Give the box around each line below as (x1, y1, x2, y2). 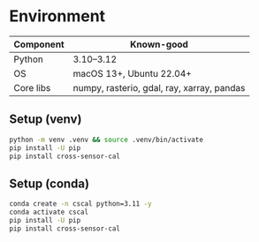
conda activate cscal (9, 208, 89, 217)
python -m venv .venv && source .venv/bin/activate (9, 135, 203, 144)
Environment (9, 6, 106, 26)
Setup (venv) (9, 112, 82, 127)
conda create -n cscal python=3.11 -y (9, 200, 152, 208)
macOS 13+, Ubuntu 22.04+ (72, 67, 192, 79)
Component (13, 38, 65, 50)
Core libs (13, 81, 51, 94)
